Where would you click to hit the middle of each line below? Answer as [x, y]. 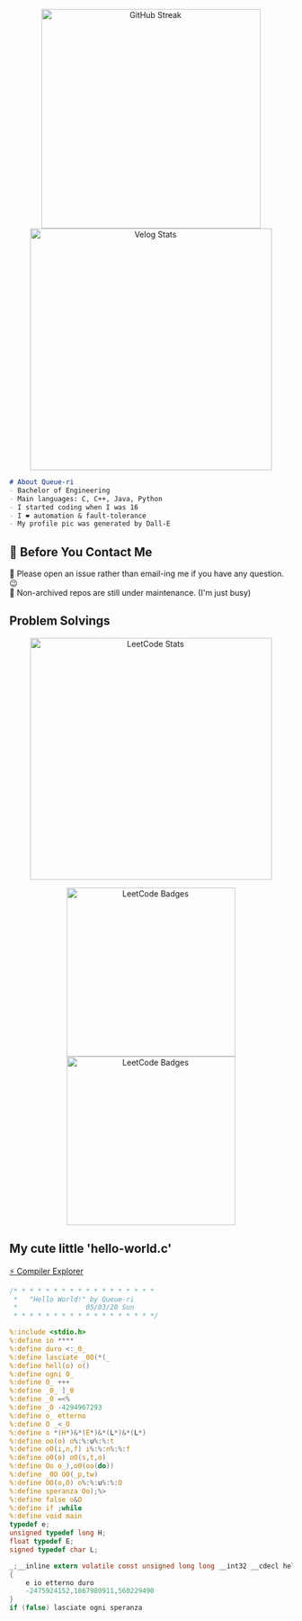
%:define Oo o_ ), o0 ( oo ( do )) [62, 1466]
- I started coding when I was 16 [74, 507]
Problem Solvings [60, 621]
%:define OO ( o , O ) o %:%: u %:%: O [66, 1482]
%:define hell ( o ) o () [50, 1365]
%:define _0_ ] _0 [42, 1391]
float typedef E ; [42, 1542]
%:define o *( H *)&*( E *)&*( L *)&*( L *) [78, 1432]
